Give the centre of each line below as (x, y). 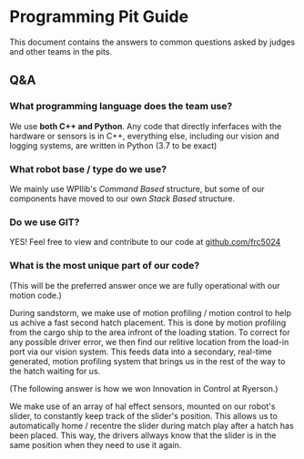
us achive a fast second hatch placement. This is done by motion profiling (148, 322)
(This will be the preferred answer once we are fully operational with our (145, 285)
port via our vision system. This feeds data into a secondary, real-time (141, 352)
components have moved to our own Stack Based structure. (122, 199)
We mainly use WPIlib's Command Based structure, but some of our (137, 189)
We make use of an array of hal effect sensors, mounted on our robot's (142, 406)
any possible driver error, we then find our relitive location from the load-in (149, 342)
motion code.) (35, 295)
